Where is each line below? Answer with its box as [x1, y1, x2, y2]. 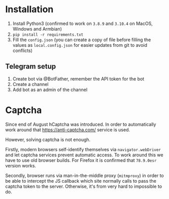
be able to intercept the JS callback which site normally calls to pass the [5, 178, 156, 184]
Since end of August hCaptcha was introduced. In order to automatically [5, 121, 156, 127]
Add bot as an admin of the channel [12, 87, 88, 93]
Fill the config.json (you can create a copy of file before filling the [12, 37, 151, 43]
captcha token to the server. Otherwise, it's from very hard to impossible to [5, 183, 162, 189]
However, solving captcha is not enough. [5, 136, 91, 143]
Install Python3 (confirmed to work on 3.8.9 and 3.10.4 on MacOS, [12, 20, 153, 26]
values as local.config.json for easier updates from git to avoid [12, 42, 148, 48]
